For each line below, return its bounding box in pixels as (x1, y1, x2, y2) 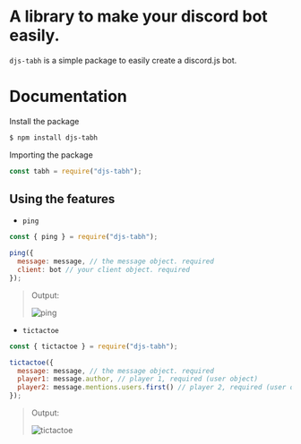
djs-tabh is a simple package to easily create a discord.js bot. (9, 55, 237, 65)
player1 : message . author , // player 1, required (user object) (17, 374, 258, 384)
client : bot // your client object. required (17, 266, 191, 275)
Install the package (9, 115, 80, 126)
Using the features (9, 192, 116, 207)
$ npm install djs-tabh (9, 132, 99, 142)
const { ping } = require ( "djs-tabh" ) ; (9, 233, 159, 242)
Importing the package (9, 149, 94, 160)
